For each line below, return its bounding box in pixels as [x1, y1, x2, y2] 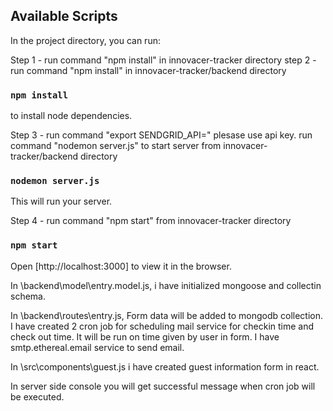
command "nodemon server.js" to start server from [10, 140, 222, 152]
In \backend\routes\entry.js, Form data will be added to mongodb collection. [10, 309, 324, 321]
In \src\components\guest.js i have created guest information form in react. [10, 360, 320, 373]
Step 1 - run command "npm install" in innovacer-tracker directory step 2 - [10, 54, 317, 66]
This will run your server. [10, 195, 113, 208]
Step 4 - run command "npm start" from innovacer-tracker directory [10, 215, 292, 227]
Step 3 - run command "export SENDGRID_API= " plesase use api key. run [10, 129, 313, 141]
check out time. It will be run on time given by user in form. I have [10, 330, 280, 343]
